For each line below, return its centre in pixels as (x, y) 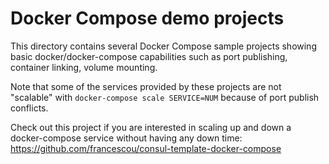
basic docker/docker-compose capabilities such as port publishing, (149, 56)
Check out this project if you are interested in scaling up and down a (151, 127)
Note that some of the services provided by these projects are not (146, 86)
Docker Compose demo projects (147, 18)
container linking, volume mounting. (84, 67)
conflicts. (29, 108)
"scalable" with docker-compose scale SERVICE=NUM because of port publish (165, 97)
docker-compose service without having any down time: (126, 138)
